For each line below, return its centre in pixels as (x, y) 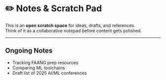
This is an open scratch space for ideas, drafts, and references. (70, 25)
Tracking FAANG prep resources (45, 62)
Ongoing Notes (29, 51)
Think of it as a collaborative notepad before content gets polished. (73, 30)
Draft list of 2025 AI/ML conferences (50, 73)
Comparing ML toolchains (39, 68)
